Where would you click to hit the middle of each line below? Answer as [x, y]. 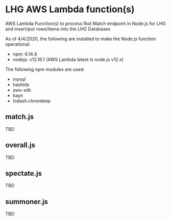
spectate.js [24, 173]
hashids [21, 85]
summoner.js [27, 201]
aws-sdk [22, 90]
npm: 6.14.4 [25, 54]
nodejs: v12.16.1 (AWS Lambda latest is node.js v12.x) [68, 59]
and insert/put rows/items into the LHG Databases [58, 29]
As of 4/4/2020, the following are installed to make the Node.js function [81, 39]
